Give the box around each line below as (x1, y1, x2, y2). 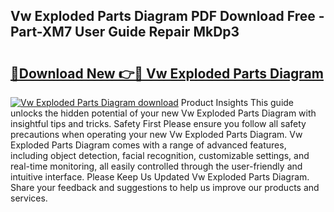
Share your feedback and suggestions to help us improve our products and (10, 182, 320, 193)
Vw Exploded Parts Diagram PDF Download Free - (10, 8, 325, 25)
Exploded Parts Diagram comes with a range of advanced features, (10, 139, 287, 151)
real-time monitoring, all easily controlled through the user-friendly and (10, 160, 303, 172)
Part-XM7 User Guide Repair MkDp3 (10, 24, 240, 41)
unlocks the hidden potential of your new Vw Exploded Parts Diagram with (10, 107, 317, 119)
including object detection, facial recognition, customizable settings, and (10, 150, 310, 161)
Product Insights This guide (180, 97, 295, 108)
